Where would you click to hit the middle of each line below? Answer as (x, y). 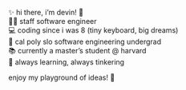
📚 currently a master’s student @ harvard (77, 51)
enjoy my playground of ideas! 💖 (62, 77)
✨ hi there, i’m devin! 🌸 (46, 12)
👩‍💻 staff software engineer (53, 21)
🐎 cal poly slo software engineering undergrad (85, 41)
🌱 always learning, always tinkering (67, 62)
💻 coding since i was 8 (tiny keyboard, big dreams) (93, 30)
